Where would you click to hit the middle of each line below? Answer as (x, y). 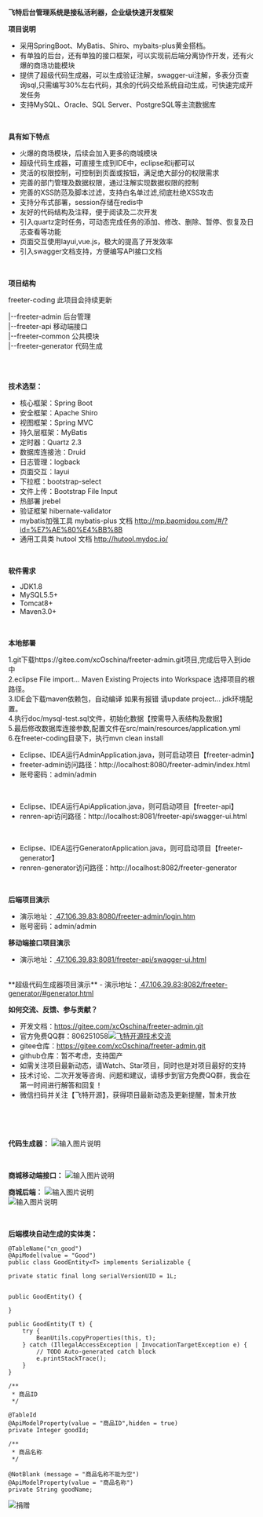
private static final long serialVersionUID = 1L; (93, 1276)
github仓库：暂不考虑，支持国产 (71, 1056)
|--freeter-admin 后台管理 (50, 316)
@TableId (22, 1415)
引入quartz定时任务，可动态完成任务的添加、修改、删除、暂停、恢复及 (133, 222)
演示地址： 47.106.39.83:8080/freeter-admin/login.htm (108, 916)
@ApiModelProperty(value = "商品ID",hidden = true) (93, 1424)
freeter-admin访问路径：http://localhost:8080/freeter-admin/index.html (135, 764)
